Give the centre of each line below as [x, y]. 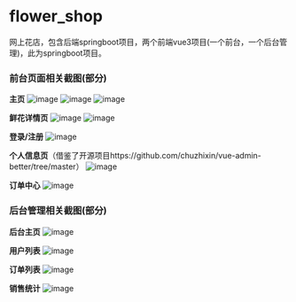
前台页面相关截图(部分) [58, 78]
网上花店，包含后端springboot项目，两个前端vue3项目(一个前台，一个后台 [144, 42]
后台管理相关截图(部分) [58, 211]
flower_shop [56, 16]
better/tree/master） [47, 166]
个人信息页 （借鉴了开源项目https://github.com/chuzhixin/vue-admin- [135, 156]
